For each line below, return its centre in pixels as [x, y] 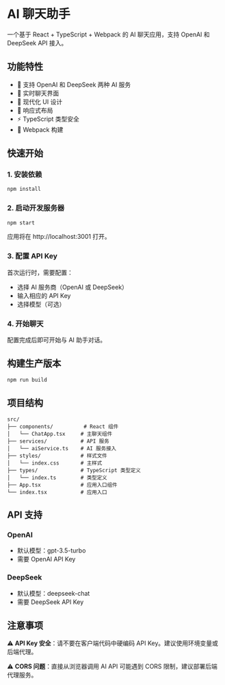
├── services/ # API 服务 [58, 441]
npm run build [27, 380]
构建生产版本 [34, 363]
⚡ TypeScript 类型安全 [48, 119]
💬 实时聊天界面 [38, 93]
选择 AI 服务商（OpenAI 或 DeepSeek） [72, 287]
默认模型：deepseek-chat [53, 593]
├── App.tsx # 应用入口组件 [62, 485]
